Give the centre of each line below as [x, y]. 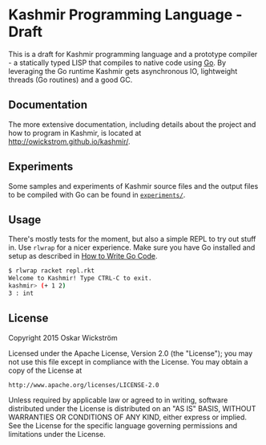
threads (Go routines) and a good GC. [71, 80]
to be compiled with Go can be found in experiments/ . [97, 194]
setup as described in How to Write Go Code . [83, 256]
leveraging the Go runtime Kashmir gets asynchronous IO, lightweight [123, 71]
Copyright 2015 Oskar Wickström [63, 337]
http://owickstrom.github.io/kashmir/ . [69, 141]
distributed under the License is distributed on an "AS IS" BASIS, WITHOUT [132, 408]
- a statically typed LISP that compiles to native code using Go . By [117, 63]
